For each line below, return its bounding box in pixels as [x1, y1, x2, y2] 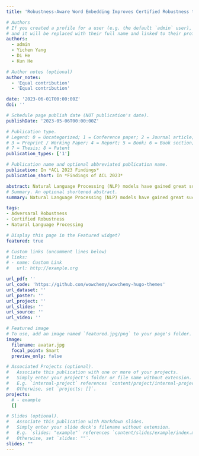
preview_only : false [11, 353, 62, 359]
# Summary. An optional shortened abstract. [6, 188, 118, 195]
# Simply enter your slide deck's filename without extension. [6, 424, 171, 430]
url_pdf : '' [6, 276, 36, 282]
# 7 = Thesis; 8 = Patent [6, 145, 70, 152]
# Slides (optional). [6, 413, 60, 419]
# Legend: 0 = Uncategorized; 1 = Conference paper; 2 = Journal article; [6, 134, 195, 140]
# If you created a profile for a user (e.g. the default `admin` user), [6, 25, 192, 31]
